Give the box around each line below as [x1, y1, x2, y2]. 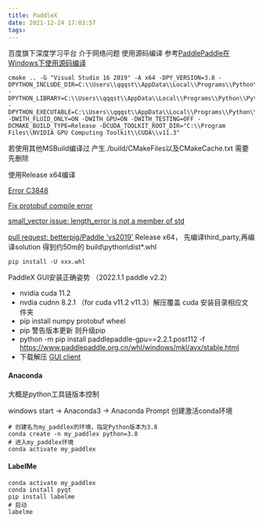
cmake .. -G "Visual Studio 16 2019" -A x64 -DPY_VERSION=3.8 [8, 74, 215, 82]
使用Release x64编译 [8, 170, 76, 180]
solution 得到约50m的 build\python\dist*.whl [14, 243, 157, 252]
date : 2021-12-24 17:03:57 [8, 19, 96, 27]
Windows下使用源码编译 [8, 58, 87, 68]
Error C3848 [8, 186, 49, 195]
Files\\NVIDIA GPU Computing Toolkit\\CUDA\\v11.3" [8, 129, 180, 137]
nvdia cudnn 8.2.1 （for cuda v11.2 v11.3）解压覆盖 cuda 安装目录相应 [19, 298, 242, 307]
